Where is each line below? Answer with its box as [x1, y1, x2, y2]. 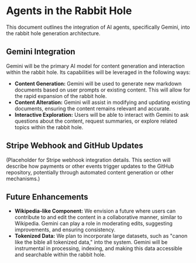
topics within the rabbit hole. [14, 123, 84, 130]
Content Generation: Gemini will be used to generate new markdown [14, 80, 182, 87]
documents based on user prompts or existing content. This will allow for [14, 86, 191, 93]
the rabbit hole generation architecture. [6, 29, 101, 36]
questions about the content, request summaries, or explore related [14, 117, 177, 124]
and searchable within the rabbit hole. [14, 251, 106, 258]
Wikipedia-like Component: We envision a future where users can [14, 207, 176, 215]
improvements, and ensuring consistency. [14, 226, 116, 233]
